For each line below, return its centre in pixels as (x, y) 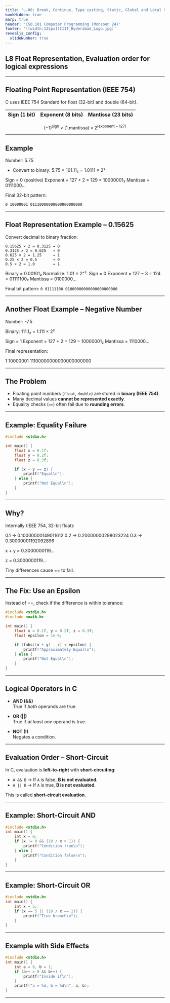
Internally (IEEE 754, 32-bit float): (40, 526)
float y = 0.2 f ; (32, 455)
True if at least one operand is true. (50, 721)
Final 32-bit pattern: (26, 195)
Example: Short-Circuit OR (48, 885)
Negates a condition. (34, 737)
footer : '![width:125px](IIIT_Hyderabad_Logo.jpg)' (61, 29)
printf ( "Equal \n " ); (44, 474)
